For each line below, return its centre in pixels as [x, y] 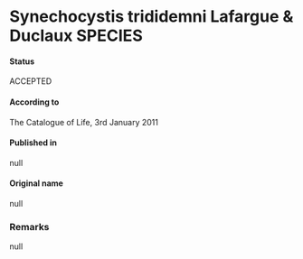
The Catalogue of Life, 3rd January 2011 [84, 122]
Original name [36, 183]
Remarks [29, 227]
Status [22, 61]
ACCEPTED [31, 81]
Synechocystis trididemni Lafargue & [151, 17]
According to [34, 102]
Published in [33, 143]
